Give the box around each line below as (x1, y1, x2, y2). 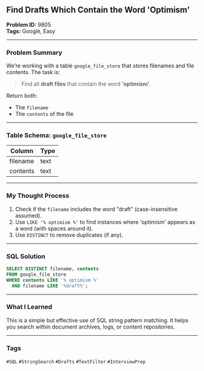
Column (10, 147, 34, 155)
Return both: (6, 92, 38, 100)
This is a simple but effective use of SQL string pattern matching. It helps (6, 316, 189, 324)
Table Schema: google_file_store (6, 131, 107, 140)
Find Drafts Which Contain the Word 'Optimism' (6, 5, 190, 15)
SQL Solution (6, 252, 46, 260)
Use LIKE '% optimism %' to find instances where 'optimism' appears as (15, 218, 195, 225)
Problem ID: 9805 (6, 21, 52, 28)
